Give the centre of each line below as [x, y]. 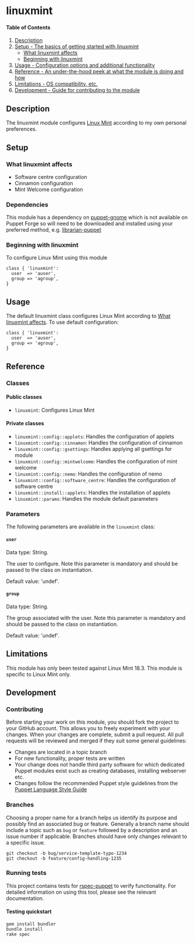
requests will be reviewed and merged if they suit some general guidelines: [97, 741]
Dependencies [27, 205]
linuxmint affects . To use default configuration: [62, 322]
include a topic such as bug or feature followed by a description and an [92, 830]
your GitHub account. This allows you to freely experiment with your [88, 728]
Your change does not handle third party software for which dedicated [100, 765]
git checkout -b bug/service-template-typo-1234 [66, 853]
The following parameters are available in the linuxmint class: [81, 527]
